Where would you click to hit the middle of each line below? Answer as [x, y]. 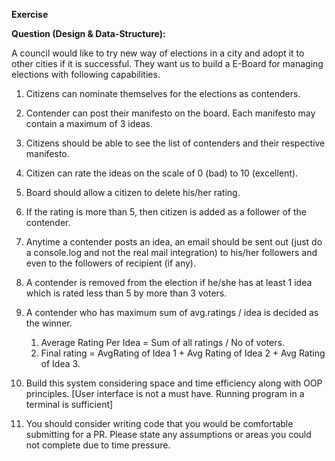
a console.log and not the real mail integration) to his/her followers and [171, 252]
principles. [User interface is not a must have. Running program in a [165, 393]
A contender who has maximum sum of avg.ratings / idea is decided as [172, 312]
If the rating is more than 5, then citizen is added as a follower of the [166, 212]
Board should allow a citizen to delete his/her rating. [133, 192]
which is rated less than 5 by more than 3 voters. [126, 293]
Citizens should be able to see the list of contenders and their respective [175, 143]
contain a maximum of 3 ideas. [89, 123]
